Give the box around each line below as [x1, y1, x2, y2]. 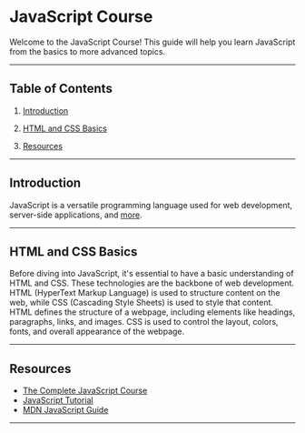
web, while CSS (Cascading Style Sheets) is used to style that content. [9, 297, 274, 308]
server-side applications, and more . [9, 209, 143, 220]
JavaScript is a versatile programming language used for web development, [9, 199, 293, 210]
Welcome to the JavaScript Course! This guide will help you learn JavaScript [9, 36, 296, 47]
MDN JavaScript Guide [22, 405, 109, 416]
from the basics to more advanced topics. [9, 45, 166, 56]
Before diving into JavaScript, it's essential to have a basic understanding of [9, 268, 294, 279]
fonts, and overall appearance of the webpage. [9, 326, 185, 337]
